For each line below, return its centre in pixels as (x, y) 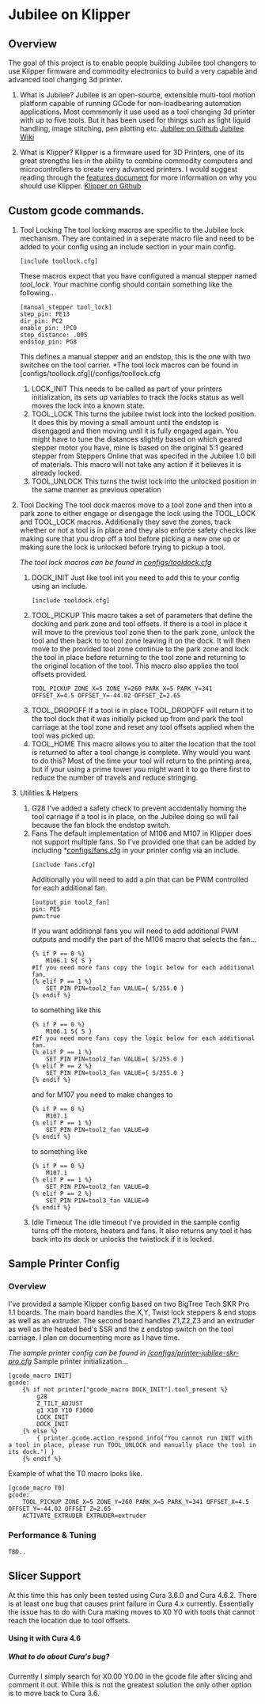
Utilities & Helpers (49, 792)
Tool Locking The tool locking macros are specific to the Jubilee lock (132, 230)
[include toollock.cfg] (59, 261)
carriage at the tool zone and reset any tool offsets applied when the (143, 727)
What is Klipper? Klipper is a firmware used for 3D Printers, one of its (132, 152)
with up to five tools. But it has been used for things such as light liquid (135, 120)
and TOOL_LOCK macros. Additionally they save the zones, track (125, 522)
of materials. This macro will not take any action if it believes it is (136, 464)
